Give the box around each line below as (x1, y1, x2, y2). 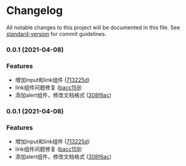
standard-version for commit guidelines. (6, 30, 107, 37)
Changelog (6, 4, 63, 18)
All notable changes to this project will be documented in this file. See (6, 24, 181, 31)
